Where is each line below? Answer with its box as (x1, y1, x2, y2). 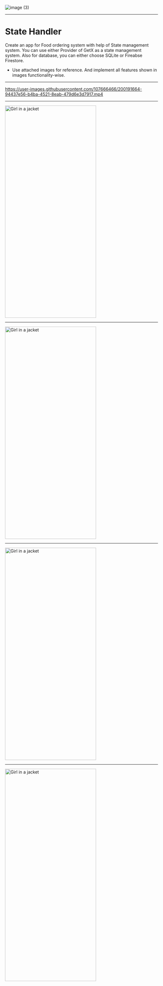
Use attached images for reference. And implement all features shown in (12, 67, 157, 73)
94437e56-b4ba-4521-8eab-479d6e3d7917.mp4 (5, 91, 103, 97)
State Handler (5, 26, 62, 37)
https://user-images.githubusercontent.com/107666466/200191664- (5, 86, 142, 92)
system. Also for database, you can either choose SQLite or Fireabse (5, 52, 143, 58)
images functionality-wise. (12, 72, 65, 78)
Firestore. (5, 57, 24, 63)
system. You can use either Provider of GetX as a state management (5, 47, 142, 53)
